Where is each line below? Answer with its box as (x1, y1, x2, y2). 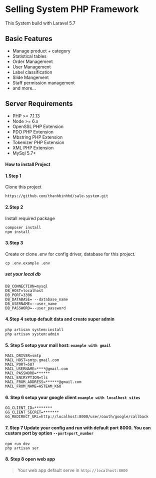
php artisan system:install (5, 327, 64, 332)
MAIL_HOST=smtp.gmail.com (5, 357, 59, 363)
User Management (12, 63, 51, 69)
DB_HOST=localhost (5, 288, 43, 293)
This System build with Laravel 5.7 (5, 20, 76, 26)
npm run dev (5, 441, 30, 446)
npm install (5, 229, 30, 234)
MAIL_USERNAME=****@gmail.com (5, 366, 68, 371)
